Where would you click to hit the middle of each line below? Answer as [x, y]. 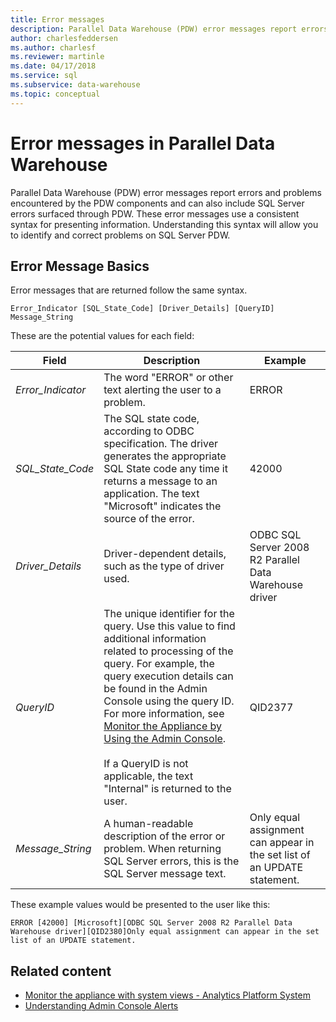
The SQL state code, [151, 419]
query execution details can [168, 676]
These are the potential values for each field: [102, 336]
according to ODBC [149, 431]
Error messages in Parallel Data [143, 143]
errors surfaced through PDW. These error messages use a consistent [155, 213]
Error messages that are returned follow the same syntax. [129, 290]
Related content [61, 971]
